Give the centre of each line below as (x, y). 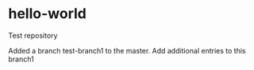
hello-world (48, 14)
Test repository (33, 35)
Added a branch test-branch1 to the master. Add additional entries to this (127, 50)
